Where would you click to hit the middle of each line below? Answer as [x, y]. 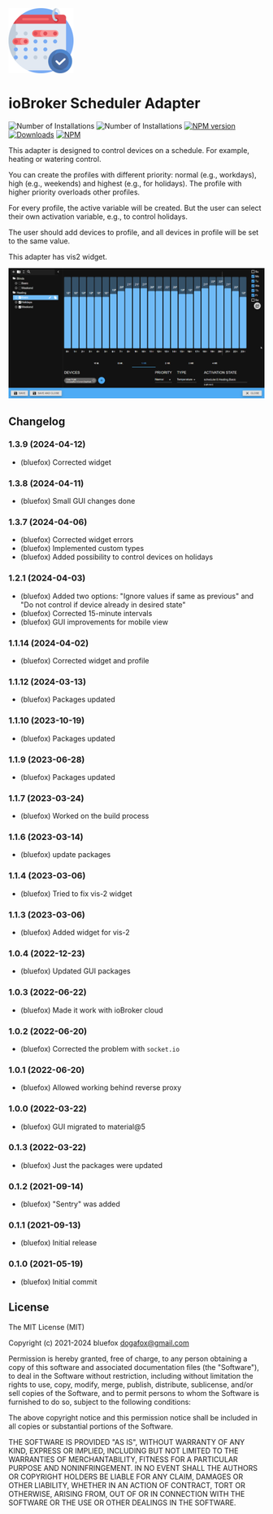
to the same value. [39, 241]
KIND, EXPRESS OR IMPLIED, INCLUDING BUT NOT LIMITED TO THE [123, 1451]
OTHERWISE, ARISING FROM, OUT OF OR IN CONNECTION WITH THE [127, 1494]
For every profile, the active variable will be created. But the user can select [135, 208]
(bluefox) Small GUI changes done [78, 501]
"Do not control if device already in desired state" [103, 604]
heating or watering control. [55, 159]
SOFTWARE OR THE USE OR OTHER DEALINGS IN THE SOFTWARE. [122, 1503]
